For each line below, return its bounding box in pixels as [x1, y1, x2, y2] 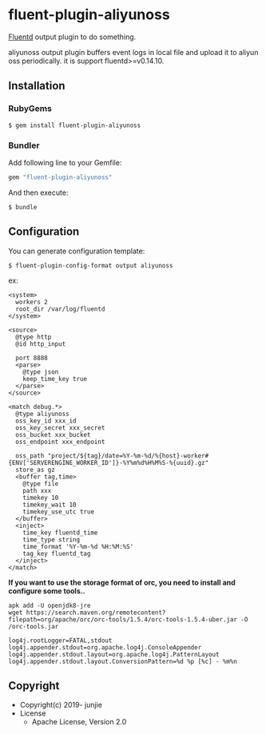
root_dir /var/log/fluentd [15, 305, 105, 313]
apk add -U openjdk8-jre [8, 601, 91, 609]
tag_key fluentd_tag [22, 550, 91, 557]
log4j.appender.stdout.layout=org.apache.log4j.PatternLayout [8, 650, 220, 658]
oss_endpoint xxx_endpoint [15, 438, 105, 446]
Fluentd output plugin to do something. [8, 32, 137, 42]
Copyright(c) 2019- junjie [19, 700, 102, 710]
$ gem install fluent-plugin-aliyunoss [8, 121, 141, 129]
